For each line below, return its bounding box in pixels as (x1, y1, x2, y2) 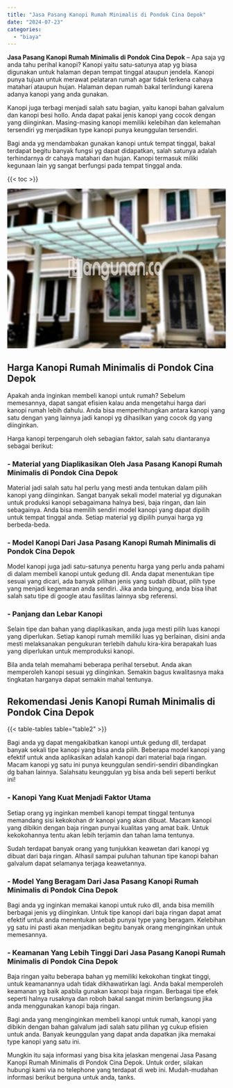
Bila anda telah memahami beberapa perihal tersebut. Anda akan (7, 661, 192, 669)
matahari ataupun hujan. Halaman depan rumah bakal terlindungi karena (7, 83, 214, 91)
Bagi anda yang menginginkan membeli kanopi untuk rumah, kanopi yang (7, 1016, 217, 1024)
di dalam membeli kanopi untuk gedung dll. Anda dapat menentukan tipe (7, 570, 215, 578)
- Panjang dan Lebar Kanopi (7, 609, 103, 619)
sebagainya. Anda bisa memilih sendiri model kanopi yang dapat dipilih (7, 505, 210, 514)
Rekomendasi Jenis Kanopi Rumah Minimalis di (7, 696, 216, 707)
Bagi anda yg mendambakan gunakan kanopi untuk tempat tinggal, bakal (7, 139, 216, 147)
